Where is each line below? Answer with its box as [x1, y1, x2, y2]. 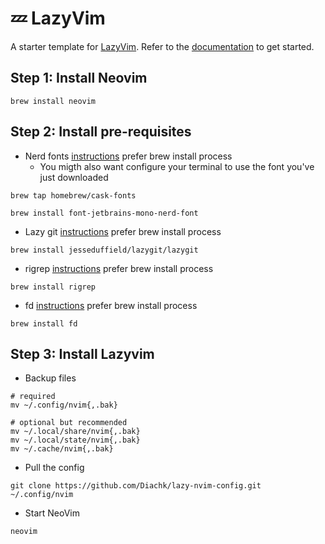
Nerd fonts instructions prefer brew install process [24, 150, 233, 162]
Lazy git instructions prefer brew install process [24, 225, 222, 237]
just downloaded [39, 171, 109, 183]
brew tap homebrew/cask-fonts [10, 190, 137, 201]
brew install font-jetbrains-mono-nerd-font [10, 208, 199, 218]
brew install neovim [10, 96, 97, 106]
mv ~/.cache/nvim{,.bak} [10, 444, 114, 454]
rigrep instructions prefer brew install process [24, 262, 214, 274]
